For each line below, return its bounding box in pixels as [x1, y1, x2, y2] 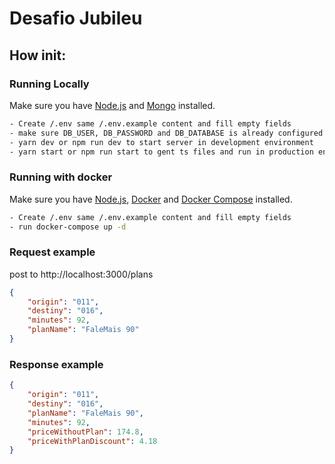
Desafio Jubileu [9, 7, 143, 30]
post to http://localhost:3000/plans [9, 268, 154, 280]
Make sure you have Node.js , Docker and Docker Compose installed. [9, 193, 293, 205]
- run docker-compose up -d [9, 222, 127, 232]
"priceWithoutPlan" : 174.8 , [27, 427, 144, 437]
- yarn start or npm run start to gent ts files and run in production [9, 147, 314, 157]
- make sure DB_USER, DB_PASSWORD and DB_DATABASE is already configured [9, 128, 324, 138]
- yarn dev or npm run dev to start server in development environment [9, 137, 314, 147]
